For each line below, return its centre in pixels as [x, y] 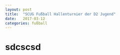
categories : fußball [26, 23]
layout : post [19, 9]
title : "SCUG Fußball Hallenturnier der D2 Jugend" [60, 14]
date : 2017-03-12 [25, 18]
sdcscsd [23, 47]
